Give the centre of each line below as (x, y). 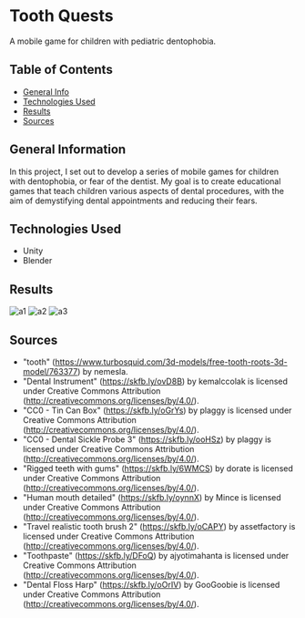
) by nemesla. (103, 371)
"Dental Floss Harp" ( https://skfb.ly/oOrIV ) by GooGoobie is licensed (151, 585)
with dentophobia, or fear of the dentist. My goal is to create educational (145, 181)
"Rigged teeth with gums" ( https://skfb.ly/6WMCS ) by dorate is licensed (158, 469)
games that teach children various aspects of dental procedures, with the (147, 191)
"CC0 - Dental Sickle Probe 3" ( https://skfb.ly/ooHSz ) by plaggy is (147, 439)
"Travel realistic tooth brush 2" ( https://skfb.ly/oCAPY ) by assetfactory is (159, 526)
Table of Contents (61, 70)
